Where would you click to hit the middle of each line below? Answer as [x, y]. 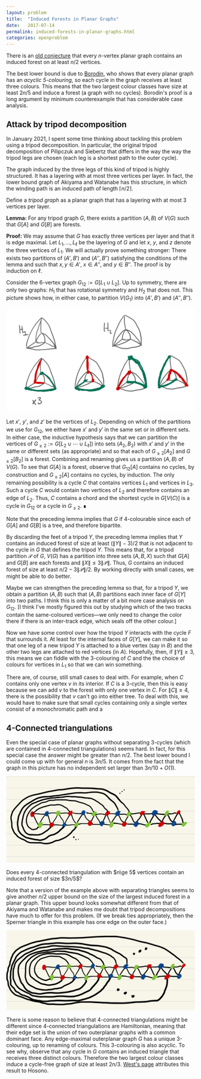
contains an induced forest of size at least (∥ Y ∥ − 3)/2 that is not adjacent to [100, 543]
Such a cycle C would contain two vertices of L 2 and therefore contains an [98, 491]
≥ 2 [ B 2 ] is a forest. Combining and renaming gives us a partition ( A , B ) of [95, 460]
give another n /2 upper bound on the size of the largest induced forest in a [98, 896]
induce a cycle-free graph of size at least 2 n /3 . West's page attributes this [98, 1064]
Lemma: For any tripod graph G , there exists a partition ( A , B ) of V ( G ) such [98, 218]
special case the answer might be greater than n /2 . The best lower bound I [98, 755]
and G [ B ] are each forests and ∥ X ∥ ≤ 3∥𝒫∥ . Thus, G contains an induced [95, 562]
